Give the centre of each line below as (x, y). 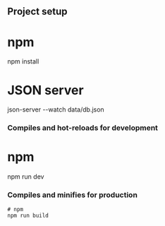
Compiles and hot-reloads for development (83, 128)
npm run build (28, 216)
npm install (23, 61)
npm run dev (26, 177)
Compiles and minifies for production (72, 195)
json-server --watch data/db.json (56, 109)
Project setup (38, 12)
